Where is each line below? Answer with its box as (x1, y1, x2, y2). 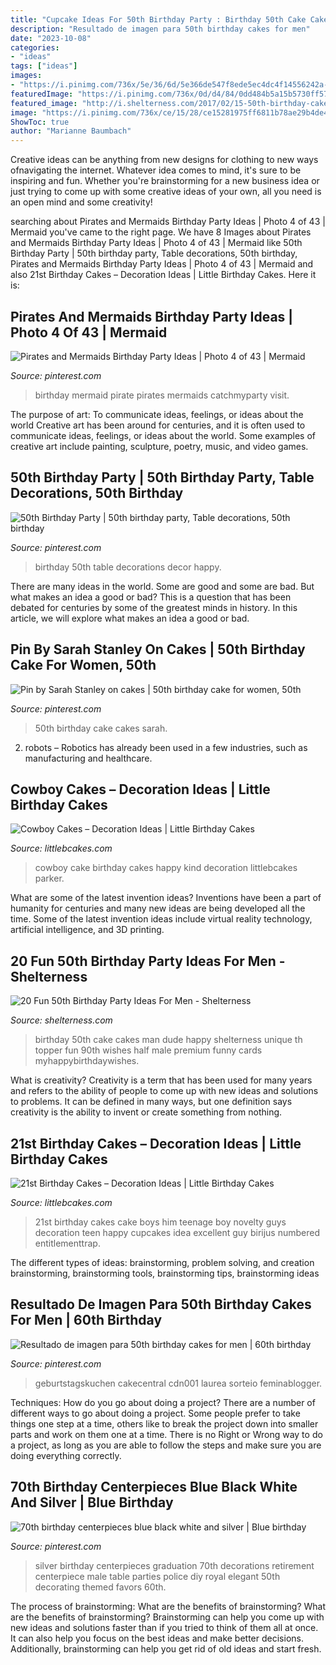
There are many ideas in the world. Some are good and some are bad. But (10, 580, 315, 592)
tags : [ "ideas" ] (10, 61, 78, 71)
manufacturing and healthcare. (24, 752, 153, 764)
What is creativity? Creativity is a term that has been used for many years (10, 1074, 313, 1086)
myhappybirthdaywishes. (34, 1055, 140, 1067)
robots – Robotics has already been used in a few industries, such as (24, 741, 308, 753)
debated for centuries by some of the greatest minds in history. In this (10, 601, 298, 613)
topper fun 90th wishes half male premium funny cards (34, 1044, 263, 1056)
